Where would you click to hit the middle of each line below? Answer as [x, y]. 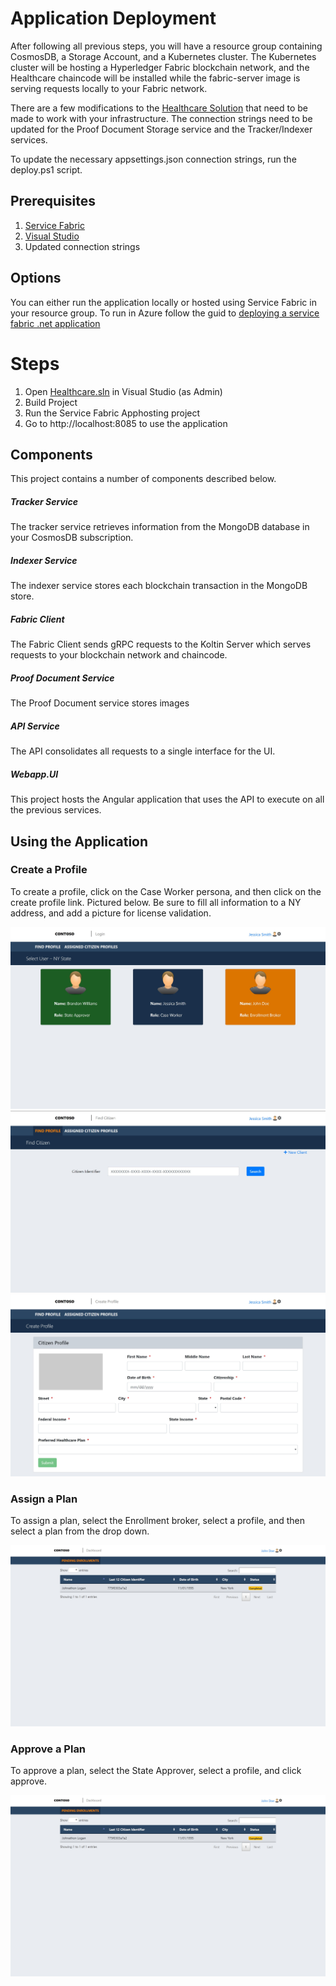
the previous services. [56, 810]
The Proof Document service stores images [100, 703]
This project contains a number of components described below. [143, 479]
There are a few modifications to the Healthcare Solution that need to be [159, 108]
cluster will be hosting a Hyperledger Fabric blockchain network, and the [160, 67]
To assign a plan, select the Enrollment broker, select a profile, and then [158, 1521]
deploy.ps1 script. [46, 169]
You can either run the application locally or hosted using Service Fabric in [163, 302]
